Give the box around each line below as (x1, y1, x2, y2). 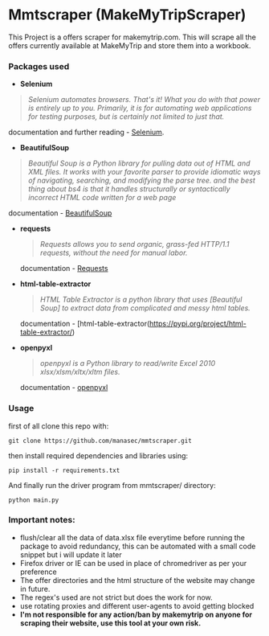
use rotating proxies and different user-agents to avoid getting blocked (19, 601, 255, 610)
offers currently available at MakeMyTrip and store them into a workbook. (8, 40, 251, 50)
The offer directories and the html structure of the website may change (19, 575, 255, 585)
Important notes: (8, 515, 75, 526)
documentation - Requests (19, 264, 108, 273)
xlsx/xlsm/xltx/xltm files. (39, 367, 120, 377)
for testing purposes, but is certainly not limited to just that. (27, 112, 225, 121)
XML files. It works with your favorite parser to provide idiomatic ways (27, 167, 261, 177)
